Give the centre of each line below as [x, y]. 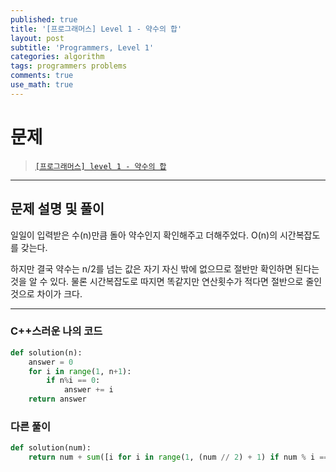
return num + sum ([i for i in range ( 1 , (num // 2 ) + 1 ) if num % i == [178, 457]
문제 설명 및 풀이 [57, 209]
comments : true [42, 76]
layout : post [37, 38]
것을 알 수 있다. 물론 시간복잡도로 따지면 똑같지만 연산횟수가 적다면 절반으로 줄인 [166, 281]
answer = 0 [51, 362]
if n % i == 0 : [73, 381]
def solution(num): [51, 448]
